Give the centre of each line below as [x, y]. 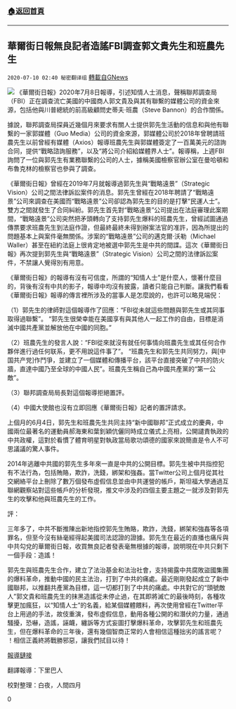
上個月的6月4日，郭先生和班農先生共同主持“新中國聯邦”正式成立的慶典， [112, 422]
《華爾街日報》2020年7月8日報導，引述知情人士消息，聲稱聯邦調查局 [117, 92]
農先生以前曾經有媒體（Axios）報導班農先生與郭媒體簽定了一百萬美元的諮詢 [117, 143]
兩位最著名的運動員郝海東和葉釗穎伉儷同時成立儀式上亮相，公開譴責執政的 [121, 431]
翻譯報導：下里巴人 [35, 670]
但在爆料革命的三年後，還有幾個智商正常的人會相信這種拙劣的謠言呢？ [121, 632]
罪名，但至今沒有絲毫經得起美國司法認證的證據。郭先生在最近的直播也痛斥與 [118, 538]
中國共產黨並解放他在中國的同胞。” [63, 327]
